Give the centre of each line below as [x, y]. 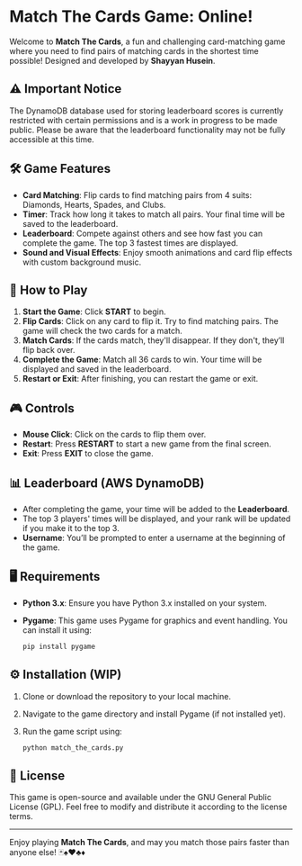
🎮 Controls [42, 408]
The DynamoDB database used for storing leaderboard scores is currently [147, 111]
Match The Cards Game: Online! [131, 17]
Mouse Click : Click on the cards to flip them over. [114, 435]
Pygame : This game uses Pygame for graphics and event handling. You [155, 620]
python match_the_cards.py [73, 748]
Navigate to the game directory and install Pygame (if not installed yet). [154, 714]
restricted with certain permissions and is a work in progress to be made [143, 120]
